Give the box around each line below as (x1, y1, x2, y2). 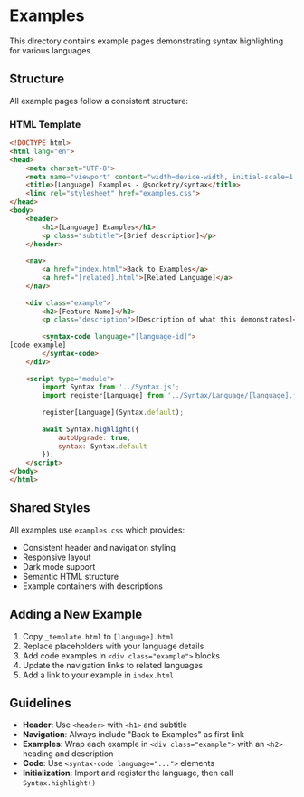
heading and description (22, 748, 114, 759)
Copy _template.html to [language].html (22, 630, 175, 641)
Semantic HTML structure (22, 571, 119, 581)
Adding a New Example (9, 607, 143, 622)
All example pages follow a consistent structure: (9, 95, 188, 106)
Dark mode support (22, 561, 96, 571)
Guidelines (9, 695, 71, 711)
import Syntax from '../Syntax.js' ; (42, 382, 180, 392)
